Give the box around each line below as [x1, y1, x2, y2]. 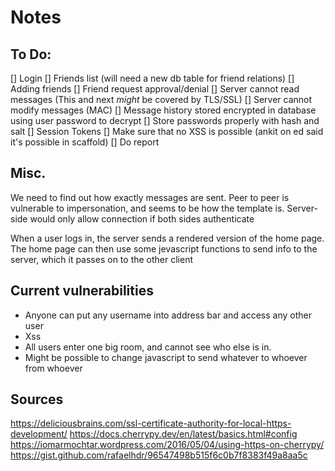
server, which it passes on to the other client [10, 253, 194, 265]
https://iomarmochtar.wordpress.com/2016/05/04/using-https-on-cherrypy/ [10, 439, 325, 451]
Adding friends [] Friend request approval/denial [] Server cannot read [10, 83, 300, 95]
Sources [10, 391, 64, 408]
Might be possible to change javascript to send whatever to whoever [24, 351, 308, 363]
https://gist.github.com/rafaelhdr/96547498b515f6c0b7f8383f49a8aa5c [10, 449, 308, 461]
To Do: [10, 46, 52, 63]
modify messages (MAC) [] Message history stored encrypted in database [10, 104, 317, 116]
